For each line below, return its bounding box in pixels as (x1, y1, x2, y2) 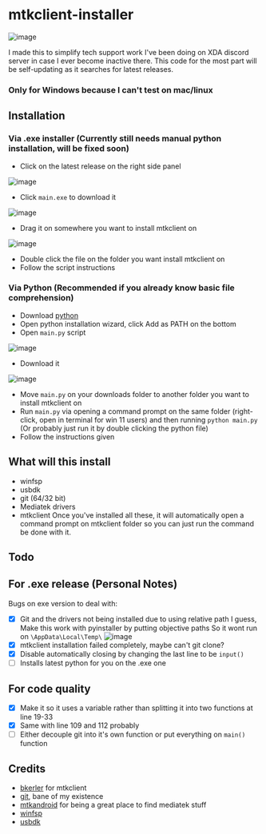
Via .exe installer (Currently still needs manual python (8, 133, 222, 145)
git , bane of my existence (19, 791, 104, 800)
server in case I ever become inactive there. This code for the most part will (8, 56, 257, 66)
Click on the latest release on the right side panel (19, 161, 181, 171)
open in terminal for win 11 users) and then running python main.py (39, 415, 258, 424)
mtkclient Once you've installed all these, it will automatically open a (19, 510, 244, 520)
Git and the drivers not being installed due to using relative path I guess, (19, 614, 257, 624)
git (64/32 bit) (19, 493, 66, 502)
